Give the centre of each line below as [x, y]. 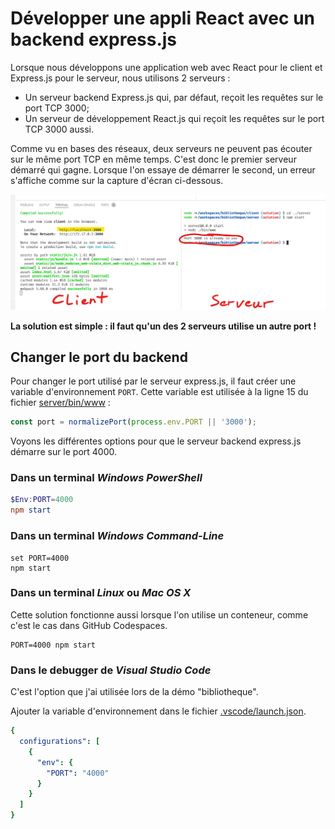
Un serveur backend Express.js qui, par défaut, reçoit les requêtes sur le [174, 97]
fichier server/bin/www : [60, 403]
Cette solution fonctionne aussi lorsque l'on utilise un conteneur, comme [159, 614]
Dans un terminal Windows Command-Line [117, 536]
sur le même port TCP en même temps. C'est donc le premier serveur [153, 159]
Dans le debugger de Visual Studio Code [111, 670]
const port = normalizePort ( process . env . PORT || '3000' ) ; [133, 422]
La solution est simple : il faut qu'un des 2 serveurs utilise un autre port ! [163, 326]
